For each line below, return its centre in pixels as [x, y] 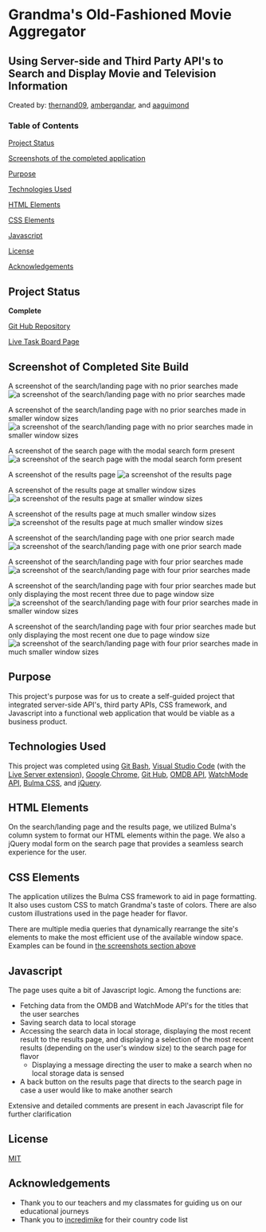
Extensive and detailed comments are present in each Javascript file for [126, 1105]
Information [38, 86]
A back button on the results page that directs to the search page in [131, 1081]
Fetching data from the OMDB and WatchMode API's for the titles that [134, 1005]
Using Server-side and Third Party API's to [116, 61]
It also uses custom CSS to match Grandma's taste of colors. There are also [133, 905]
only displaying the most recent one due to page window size [109, 634]
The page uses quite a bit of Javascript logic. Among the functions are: [125, 990]
